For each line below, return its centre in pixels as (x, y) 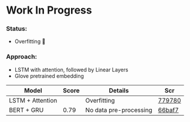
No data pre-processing (119, 110)
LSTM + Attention (33, 100)
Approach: (22, 57)
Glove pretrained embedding (49, 76)
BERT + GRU (26, 110)
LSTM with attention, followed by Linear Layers (71, 70)
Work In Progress (49, 10)
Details (119, 90)
